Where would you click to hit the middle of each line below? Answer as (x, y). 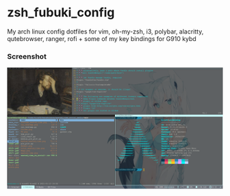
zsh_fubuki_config (61, 13)
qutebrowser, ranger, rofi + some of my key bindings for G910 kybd (102, 38)
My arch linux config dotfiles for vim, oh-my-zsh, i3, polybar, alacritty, (105, 31)
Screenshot (27, 56)
